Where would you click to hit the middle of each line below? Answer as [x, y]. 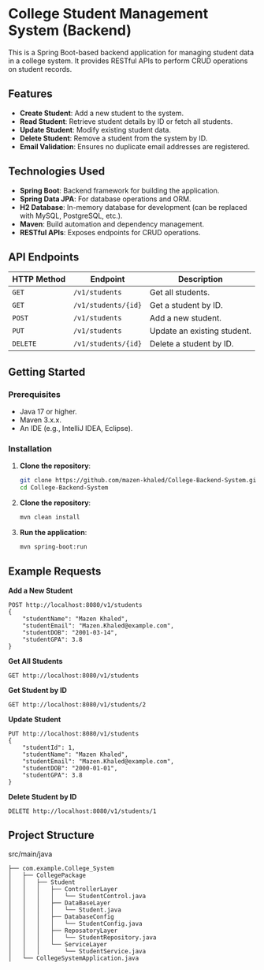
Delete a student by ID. [191, 344]
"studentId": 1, [49, 747]
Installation [30, 448]
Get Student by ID [37, 690]
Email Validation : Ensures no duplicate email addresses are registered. [135, 146]
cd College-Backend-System [64, 488]
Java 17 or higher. [48, 412]
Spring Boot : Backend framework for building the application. [119, 190]
